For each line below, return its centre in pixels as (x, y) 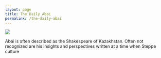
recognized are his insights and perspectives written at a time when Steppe (81, 46)
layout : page (18, 9)
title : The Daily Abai (28, 14)
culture (12, 52)
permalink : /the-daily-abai (34, 18)
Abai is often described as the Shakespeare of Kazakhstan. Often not (74, 41)
